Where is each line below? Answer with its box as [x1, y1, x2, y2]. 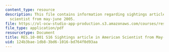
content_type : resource [5, 7, 55, 12]
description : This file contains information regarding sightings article [5, 12, 165, 17]
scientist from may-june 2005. [10, 16, 75, 21]
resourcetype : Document [5, 30, 55, 35]
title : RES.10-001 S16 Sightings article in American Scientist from [5, 35, 154, 40]
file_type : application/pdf [5, 26, 64, 31]
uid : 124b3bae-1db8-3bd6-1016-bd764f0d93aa [5, 40, 98, 45]
